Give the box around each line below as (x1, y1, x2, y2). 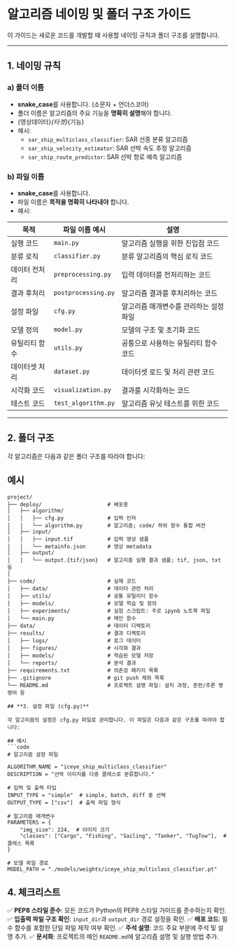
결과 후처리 (10, 288, 45, 298)
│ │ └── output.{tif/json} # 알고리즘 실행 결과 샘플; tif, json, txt (7, 556, 222, 564)
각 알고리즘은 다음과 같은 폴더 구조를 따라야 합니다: (7, 452, 145, 460)
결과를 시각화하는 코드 (121, 385, 190, 395)
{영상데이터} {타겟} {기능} (17, 117, 85, 126)
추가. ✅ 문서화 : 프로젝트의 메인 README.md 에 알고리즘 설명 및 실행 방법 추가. (14, 932, 219, 941)
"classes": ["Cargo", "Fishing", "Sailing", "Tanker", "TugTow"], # (20, 832, 227, 839)
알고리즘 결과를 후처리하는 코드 (121, 288, 218, 298)
